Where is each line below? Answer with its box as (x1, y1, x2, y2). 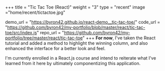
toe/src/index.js (5, 30, 37, 35)
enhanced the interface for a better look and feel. (5, 46, 106, 51)
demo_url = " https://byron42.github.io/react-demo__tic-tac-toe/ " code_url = (5, 19, 161, 25)
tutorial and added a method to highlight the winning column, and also (5, 40, 148, 46)
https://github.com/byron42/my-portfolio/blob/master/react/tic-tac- (7, 24, 145, 30)
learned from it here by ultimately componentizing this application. (5, 61, 141, 66)
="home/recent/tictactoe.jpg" (5, 9, 65, 15)
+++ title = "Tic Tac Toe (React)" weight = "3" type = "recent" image (5, 4, 145, 10)
